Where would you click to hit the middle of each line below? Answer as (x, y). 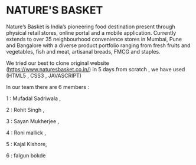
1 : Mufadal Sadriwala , (33, 98)
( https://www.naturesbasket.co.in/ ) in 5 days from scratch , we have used (96, 69)
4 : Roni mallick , (26, 133)
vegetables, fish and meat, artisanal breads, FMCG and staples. (83, 51)
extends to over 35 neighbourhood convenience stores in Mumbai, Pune (94, 39)
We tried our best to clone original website (58, 63)
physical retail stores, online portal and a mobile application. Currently (91, 32)
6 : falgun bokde (26, 155)
